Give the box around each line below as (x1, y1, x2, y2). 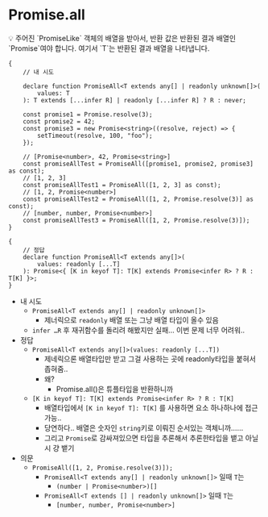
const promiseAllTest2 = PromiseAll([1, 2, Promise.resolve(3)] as (23, 195, 254, 203)
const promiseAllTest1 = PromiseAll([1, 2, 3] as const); (23, 181, 221, 189)
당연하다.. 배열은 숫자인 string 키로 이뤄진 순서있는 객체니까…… (43, 423, 244, 432)
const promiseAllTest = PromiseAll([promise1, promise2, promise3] (23, 160, 254, 168)
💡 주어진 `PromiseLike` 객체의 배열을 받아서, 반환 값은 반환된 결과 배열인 (8, 33, 236, 43)
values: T (37, 89, 70, 98)
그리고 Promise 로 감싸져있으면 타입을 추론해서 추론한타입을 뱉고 (43, 433, 244, 443)
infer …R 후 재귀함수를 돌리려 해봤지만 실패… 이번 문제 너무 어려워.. (31, 325, 245, 335)
